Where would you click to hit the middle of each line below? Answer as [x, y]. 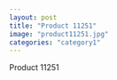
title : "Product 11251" [53, 26]
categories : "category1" [55, 42]
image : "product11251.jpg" [59, 34]
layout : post [33, 17]
